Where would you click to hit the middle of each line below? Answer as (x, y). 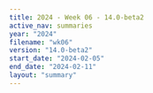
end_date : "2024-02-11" (53, 67)
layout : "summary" (43, 75)
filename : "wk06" (41, 42)
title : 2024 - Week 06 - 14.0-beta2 (76, 17)
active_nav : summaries (51, 26)
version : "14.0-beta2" (51, 50)
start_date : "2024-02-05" (57, 58)
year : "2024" (33, 34)
